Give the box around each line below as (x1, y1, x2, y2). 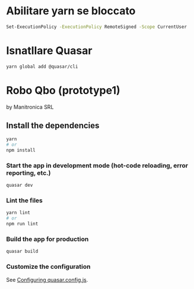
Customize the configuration (6, 263, 91, 271)
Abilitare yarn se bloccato (6, 4, 136, 18)
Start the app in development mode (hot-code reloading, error (6, 161, 189, 169)
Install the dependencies (6, 120, 100, 130)
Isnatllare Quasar (6, 44, 93, 57)
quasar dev (6, 183, 33, 189)
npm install (6, 147, 36, 153)
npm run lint (6, 221, 39, 227)
